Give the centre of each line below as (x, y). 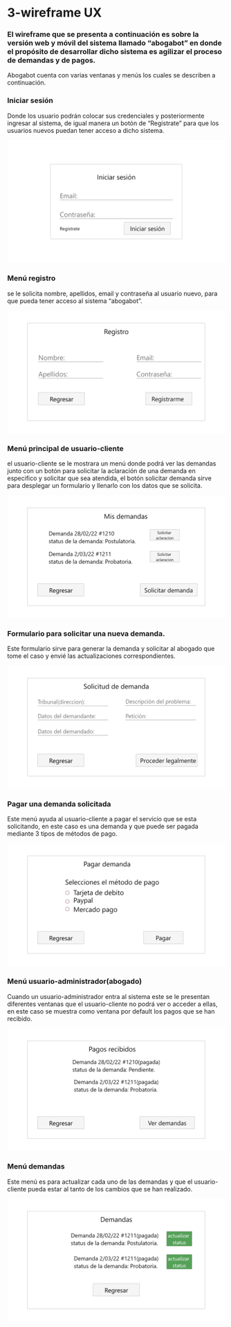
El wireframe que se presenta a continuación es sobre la (103, 35)
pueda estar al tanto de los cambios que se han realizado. (110, 1189)
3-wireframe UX (55, 13)
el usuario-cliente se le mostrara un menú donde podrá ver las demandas (112, 464)
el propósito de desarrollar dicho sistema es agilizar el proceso (115, 52)
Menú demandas (36, 1166)
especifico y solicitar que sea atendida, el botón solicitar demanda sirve (110, 478)
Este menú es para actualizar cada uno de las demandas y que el (100, 1182)
